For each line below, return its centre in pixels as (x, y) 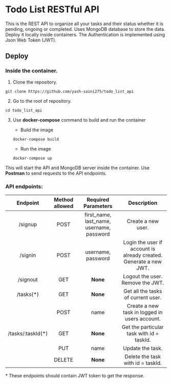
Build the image (37, 130)
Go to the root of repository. (42, 101)
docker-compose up (32, 158)
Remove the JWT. (143, 282)
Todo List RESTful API (52, 9)
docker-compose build (36, 139)
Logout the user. (143, 276)
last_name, (98, 221)
